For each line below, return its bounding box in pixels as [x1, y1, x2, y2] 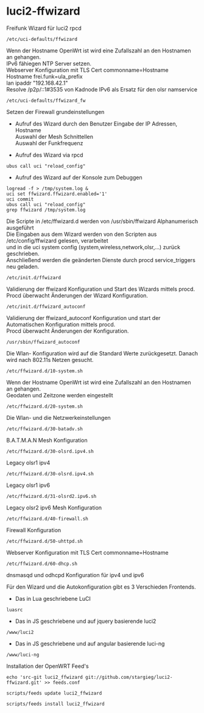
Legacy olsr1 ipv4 [6, 459, 51, 466]
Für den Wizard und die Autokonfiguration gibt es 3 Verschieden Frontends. [6, 583, 196, 591]
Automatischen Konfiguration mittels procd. [6, 321, 116, 328]
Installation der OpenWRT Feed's [6, 662, 90, 670]
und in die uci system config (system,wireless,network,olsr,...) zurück [6, 243, 181, 250]
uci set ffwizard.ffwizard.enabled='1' [6, 191, 108, 197]
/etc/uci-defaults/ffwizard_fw [6, 98, 86, 104]
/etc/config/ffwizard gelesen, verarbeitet [6, 236, 108, 244]
